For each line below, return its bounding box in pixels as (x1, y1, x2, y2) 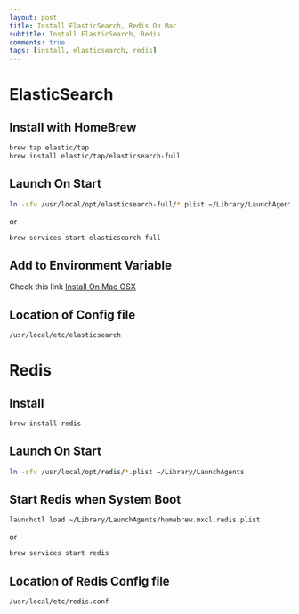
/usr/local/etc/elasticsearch (9, 331, 122, 340)
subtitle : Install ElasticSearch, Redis (9, 29, 162, 38)
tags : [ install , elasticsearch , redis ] (9, 46, 158, 55)
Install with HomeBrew (9, 119, 137, 134)
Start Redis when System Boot (9, 492, 182, 507)
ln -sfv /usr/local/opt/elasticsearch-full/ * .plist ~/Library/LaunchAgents (9, 199, 296, 209)
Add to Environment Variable (9, 257, 172, 272)
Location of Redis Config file (9, 573, 171, 588)
